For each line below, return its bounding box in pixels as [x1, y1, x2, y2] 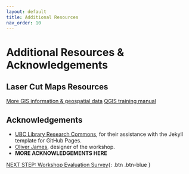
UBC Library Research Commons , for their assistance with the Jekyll [14, 130, 184, 138]
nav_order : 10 [6, 20, 42, 26]
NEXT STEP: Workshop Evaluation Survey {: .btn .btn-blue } [6, 161, 151, 169]
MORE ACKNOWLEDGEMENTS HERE [14, 150, 107, 157]
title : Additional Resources [6, 14, 79, 20]
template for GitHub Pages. [14, 137, 82, 144]
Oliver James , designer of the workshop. [14, 144, 115, 151]
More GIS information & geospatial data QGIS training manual [6, 98, 156, 105]
